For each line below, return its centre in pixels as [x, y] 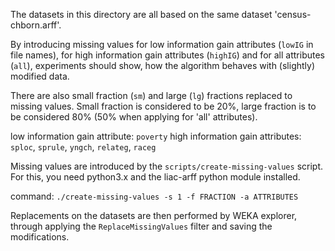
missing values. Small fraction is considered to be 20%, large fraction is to [163, 106]
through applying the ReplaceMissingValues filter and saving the [141, 226]
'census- [293, 14]
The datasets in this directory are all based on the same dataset [141, 14]
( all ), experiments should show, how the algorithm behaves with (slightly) [163, 65]
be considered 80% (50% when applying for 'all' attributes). [134, 117]
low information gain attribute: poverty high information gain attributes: [156, 136]
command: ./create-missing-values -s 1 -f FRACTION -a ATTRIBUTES [154, 196]
